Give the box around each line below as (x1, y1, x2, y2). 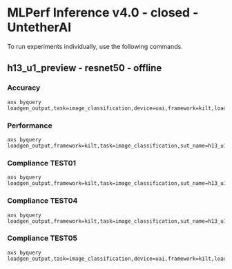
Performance (7, 121, 53, 130)
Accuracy (7, 83, 41, 92)
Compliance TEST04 (7, 196, 78, 206)
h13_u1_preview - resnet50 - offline (7, 62, 162, 74)
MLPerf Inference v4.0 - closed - (7, 5, 199, 21)
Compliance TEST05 (7, 233, 78, 243)
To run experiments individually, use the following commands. (7, 42, 183, 50)
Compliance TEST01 (7, 158, 77, 168)
